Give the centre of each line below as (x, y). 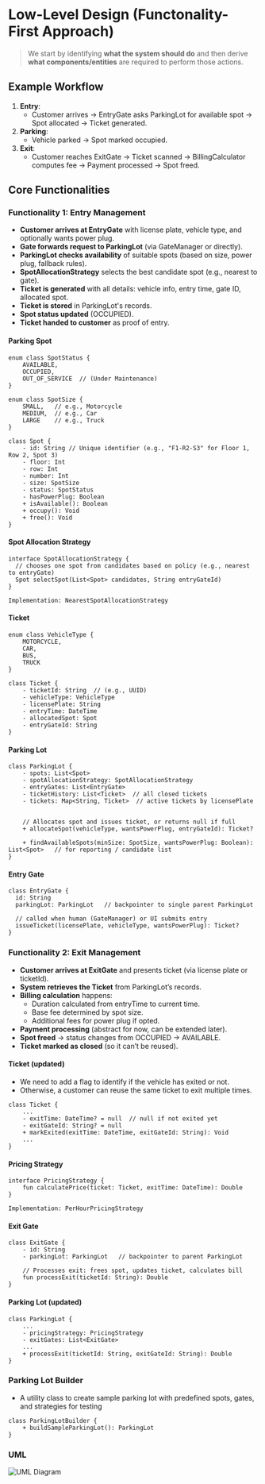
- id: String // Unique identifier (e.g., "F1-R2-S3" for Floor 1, (136, 448)
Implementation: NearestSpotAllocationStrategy (88, 600)
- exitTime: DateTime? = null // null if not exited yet (120, 1118)
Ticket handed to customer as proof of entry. (94, 322)
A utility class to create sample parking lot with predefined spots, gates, (137, 1397)
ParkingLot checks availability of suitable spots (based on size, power (136, 255)
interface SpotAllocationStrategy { (69, 559)
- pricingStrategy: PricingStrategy (83, 1333)
